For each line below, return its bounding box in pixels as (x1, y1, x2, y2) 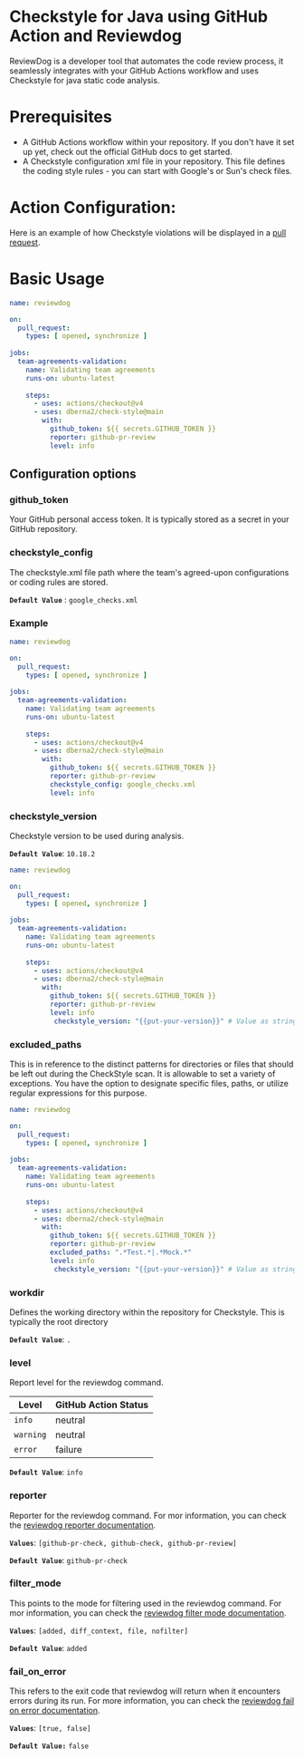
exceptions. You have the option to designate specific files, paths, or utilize (9, 1078, 290, 1088)
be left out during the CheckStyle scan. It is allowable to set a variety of (9, 1068, 276, 1079)
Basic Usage (9, 269, 105, 289)
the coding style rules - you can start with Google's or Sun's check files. (22, 165, 292, 176)
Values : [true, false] (9, 1723, 92, 1734)
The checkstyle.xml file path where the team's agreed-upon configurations (9, 566, 290, 577)
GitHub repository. (9, 524, 79, 535)
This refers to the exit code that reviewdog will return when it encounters (9, 1686, 280, 1696)
